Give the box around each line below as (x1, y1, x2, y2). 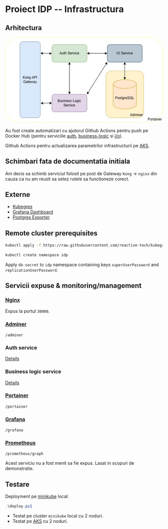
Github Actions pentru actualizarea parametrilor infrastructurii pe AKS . (5, 142, 150, 149)
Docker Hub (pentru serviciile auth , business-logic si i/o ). (5, 133, 123, 139)
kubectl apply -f (5, 243, 41, 248)
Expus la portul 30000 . (5, 308, 50, 314)
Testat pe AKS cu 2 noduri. (12, 518, 68, 524)
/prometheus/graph (5, 451, 43, 457)
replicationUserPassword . (5, 267, 58, 273)
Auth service (5, 344, 37, 351)
